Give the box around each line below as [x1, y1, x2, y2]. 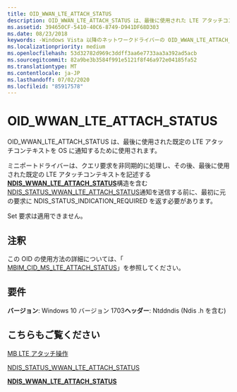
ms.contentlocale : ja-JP [7, 69, 80, 76]
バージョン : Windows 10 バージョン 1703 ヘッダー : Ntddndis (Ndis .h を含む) [7, 306, 226, 315]
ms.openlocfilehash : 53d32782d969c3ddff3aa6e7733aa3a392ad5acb [7, 50, 197, 57]
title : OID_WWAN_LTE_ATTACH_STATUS [7, 10, 112, 18]
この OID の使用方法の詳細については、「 [7, 255, 123, 263]
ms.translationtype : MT [7, 63, 78, 70]
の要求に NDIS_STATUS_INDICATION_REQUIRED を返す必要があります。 [7, 197, 217, 205]
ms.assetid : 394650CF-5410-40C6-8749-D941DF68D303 [7, 23, 159, 30]
